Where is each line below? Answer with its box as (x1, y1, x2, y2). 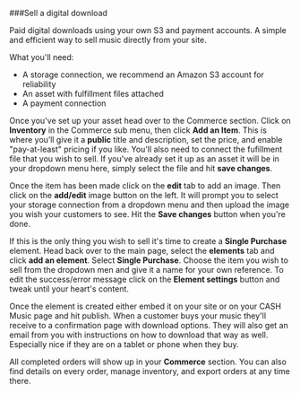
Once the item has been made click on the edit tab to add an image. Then (9, 180, 281, 191)
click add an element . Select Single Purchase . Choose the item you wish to (9, 255, 289, 266)
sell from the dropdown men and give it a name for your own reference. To (9, 265, 284, 275)
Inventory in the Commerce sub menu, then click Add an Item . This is (9, 125, 267, 135)
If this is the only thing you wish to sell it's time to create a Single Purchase (9, 236, 287, 246)
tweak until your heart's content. (9, 284, 130, 294)
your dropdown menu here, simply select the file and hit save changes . (9, 163, 273, 173)
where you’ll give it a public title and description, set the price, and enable (9, 135, 283, 144)
